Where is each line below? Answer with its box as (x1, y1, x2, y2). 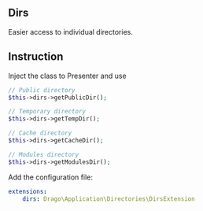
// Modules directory (8, 150, 79, 158)
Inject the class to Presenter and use (8, 71, 127, 80)
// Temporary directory (8, 108, 87, 116)
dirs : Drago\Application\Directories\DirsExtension (22, 194, 195, 203)
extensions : (8, 187, 47, 195)
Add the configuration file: (8, 172, 93, 182)
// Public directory (8, 86, 76, 94)
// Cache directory (8, 129, 72, 137)
